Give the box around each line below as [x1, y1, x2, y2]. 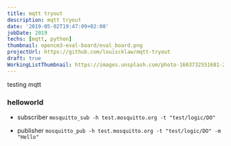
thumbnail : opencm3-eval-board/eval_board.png [7, 42, 143, 49]
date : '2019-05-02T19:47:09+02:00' [7, 23, 109, 30]
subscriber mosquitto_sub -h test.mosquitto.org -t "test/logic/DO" [16, 113, 216, 121]
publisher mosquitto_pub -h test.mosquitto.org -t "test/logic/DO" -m [16, 126, 221, 134]
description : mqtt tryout [7, 17, 81, 23]
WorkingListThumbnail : [7, 61, 72, 68]
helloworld [7, 97, 43, 107]
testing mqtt [7, 80, 41, 88]
